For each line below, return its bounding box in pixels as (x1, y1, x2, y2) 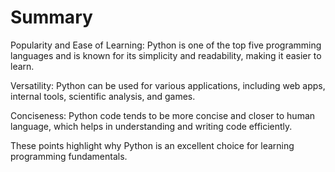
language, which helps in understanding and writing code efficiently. (10, 120, 293, 132)
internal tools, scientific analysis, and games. (10, 90, 196, 102)
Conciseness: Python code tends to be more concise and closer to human (10, 109, 316, 121)
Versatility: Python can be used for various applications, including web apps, (10, 79, 326, 91)
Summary (10, 6, 93, 29)
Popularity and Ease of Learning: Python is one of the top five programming (10, 39, 322, 51)
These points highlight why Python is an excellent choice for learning (10, 139, 295, 151)
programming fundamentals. (10, 150, 128, 162)
